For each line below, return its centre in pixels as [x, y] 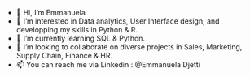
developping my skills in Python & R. [77, 30]
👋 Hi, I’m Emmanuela [50, 13]
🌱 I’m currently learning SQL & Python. [80, 38]
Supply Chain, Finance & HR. [64, 56]
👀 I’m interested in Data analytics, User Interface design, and [118, 21]
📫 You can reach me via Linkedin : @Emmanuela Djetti [108, 64]
